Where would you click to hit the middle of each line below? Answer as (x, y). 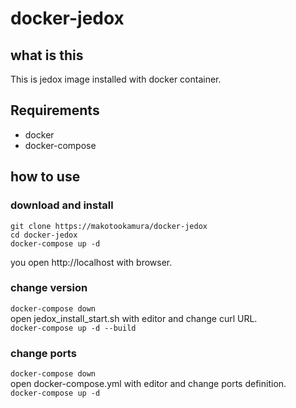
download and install (62, 205)
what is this (47, 55)
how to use (45, 177)
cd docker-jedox (44, 235)
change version (49, 288)
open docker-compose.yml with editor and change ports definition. (148, 384)
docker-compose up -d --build (73, 328)
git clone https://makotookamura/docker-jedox (109, 226)
